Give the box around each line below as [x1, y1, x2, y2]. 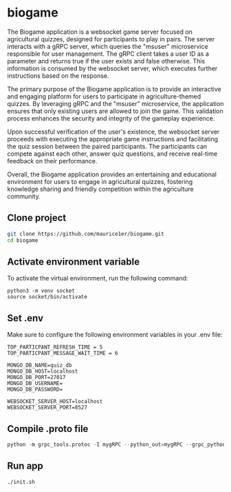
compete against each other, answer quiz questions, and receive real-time [7, 150, 218, 158]
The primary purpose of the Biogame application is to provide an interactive [7, 85, 221, 93]
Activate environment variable [7, 256, 140, 267]
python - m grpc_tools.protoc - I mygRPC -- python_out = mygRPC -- [7, 441, 192, 448]
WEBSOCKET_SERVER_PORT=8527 [7, 404, 88, 411]
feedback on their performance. [7, 156, 98, 165]
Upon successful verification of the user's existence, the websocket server [7, 127, 220, 136]
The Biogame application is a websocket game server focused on [7, 28, 192, 36]
